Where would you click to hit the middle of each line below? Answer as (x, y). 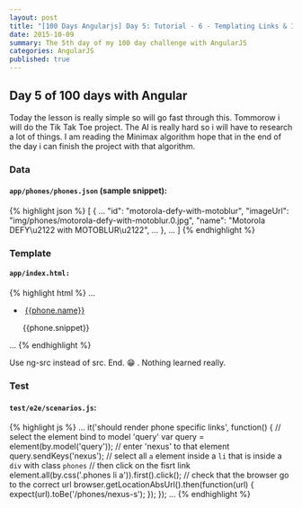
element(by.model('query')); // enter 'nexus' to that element (120, 447)
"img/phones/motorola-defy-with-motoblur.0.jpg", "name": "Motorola (138, 220)
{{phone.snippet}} (56, 328)
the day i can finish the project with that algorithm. (102, 146)
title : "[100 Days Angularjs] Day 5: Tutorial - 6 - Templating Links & (148, 26)
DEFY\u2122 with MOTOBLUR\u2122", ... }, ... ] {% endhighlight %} (133, 229)
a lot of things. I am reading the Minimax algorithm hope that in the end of (145, 137)
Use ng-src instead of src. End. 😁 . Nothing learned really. (118, 363)
